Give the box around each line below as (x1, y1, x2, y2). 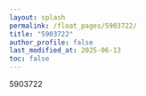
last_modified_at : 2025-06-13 (9, 46, 122, 55)
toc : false (9, 54, 50, 63)
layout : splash (9, 12, 66, 22)
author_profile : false (9, 37, 93, 47)
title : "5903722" (9, 29, 74, 38)
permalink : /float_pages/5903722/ (9, 21, 138, 30)
